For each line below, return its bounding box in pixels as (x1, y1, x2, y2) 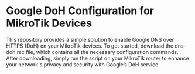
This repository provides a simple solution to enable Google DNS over (6, 36, 175, 43)
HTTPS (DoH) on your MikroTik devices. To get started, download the (6, 42, 174, 49)
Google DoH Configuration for (6, 4, 154, 18)
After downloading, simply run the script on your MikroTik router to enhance (6, 55, 189, 62)
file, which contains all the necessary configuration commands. (25, 48, 179, 55)
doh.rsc (6, 48, 25, 55)
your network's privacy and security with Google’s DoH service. (6, 60, 160, 68)
